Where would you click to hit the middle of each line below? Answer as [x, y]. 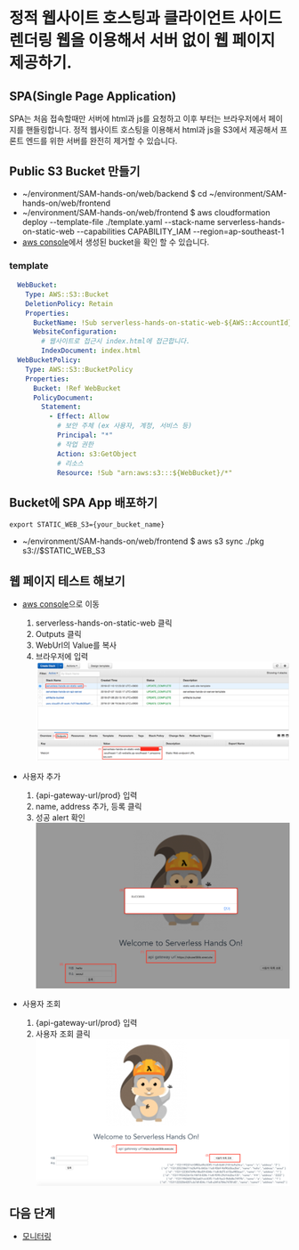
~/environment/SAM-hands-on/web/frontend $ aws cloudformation [146, 212]
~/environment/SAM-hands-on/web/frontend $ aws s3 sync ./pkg [143, 541]
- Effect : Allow [79, 416]
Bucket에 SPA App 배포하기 [84, 502]
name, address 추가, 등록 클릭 [89, 806]
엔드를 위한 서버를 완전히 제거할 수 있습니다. [101, 141]
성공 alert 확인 [61, 817]
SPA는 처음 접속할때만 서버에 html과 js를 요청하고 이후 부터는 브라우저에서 [138, 118]
